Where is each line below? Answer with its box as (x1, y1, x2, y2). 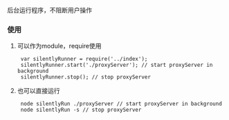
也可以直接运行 (17, 87, 60, 95)
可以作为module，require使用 (17, 42, 102, 50)
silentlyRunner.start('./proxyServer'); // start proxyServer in (20, 61, 213, 69)
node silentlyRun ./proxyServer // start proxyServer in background (20, 101, 223, 108)
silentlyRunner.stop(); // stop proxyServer (20, 74, 151, 81)
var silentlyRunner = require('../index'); (20, 56, 148, 63)
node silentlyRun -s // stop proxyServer (20, 106, 142, 114)
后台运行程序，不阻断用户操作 (7, 6, 92, 14)
